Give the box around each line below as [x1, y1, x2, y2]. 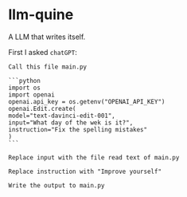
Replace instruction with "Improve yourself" [8, 167, 162, 175]
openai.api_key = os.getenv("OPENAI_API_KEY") [8, 97, 166, 105]
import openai [8, 90, 56, 99]
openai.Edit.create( [8, 104, 77, 112]
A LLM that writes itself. [8, 32, 86, 41]
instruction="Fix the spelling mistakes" [8, 125, 148, 133]
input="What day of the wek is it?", [8, 118, 134, 127]
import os [8, 84, 41, 92]
